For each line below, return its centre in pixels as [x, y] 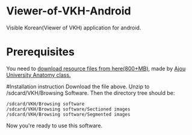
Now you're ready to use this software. [54, 125]
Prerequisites [41, 52]
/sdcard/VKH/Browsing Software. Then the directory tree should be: [91, 93]
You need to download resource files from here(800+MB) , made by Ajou [96, 68]
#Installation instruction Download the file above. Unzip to [78, 86]
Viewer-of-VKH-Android [69, 11]
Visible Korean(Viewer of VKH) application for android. [74, 28]
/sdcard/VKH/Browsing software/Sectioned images [68, 109]
